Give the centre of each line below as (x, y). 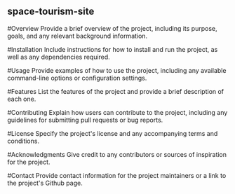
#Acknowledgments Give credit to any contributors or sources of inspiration (117, 154)
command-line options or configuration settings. (77, 78)
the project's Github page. (45, 183)
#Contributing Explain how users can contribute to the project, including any (117, 112)
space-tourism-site (51, 12)
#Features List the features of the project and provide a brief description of (116, 91)
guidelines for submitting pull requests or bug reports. (85, 120)
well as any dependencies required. (59, 57)
